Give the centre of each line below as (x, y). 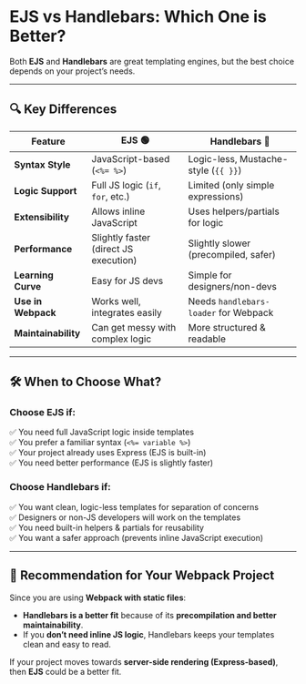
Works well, (116, 301)
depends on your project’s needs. (72, 71)
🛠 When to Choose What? (86, 382)
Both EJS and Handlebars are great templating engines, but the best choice (152, 61)
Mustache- (264, 158)
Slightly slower (219, 243)
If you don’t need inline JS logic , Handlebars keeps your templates (148, 634)
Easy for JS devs (127, 281)
